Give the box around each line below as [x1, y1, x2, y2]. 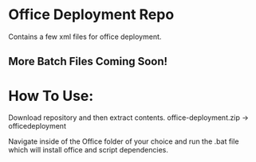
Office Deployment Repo [8, 6, 175, 24]
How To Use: [8, 87, 94, 105]
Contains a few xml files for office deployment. [8, 32, 162, 41]
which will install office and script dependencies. [8, 145, 169, 155]
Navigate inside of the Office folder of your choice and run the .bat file [8, 137, 239, 146]
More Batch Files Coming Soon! [8, 55, 168, 68]
